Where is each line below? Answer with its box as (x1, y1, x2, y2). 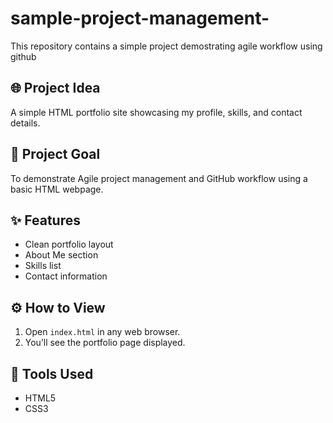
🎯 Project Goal (10, 146, 101, 163)
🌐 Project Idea (10, 80, 101, 97)
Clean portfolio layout (24, 238, 114, 251)
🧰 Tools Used (10, 365, 94, 382)
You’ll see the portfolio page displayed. (24, 337, 186, 349)
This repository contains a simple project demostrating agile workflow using (10, 40, 323, 52)
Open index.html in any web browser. (24, 326, 181, 338)
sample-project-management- (10, 7, 270, 30)
